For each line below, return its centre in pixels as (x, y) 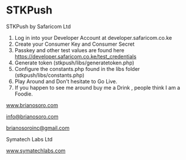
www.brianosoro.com (32, 105)
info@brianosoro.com (32, 116)
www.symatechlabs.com (36, 151)
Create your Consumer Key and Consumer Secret (75, 44)
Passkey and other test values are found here (69, 50)
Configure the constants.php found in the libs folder (77, 69)
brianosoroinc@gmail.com (38, 128)
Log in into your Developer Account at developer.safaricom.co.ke (93, 38)
